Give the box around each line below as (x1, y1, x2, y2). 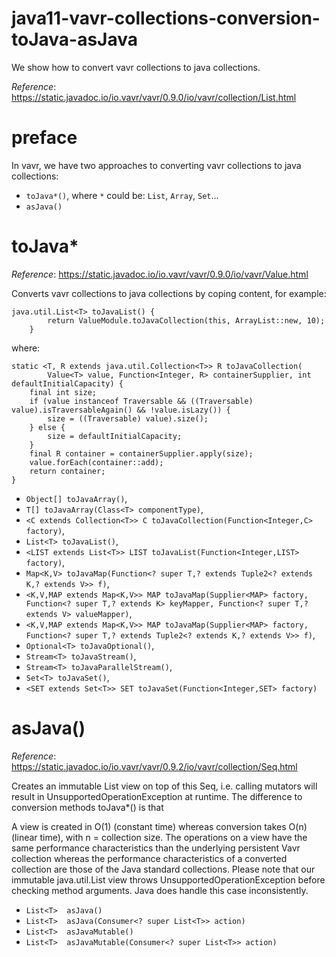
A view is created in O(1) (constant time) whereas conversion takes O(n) (11, 820, 308, 832)
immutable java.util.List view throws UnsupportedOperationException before (11, 873, 326, 886)
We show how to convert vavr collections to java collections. (11, 61, 261, 73)
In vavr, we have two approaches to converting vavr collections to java (11, 159, 302, 171)
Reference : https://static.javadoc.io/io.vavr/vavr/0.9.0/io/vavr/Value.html (11, 268, 309, 280)
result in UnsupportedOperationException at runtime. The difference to (11, 790, 303, 802)
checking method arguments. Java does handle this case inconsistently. (11, 884, 309, 896)
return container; (29, 466, 106, 476)
